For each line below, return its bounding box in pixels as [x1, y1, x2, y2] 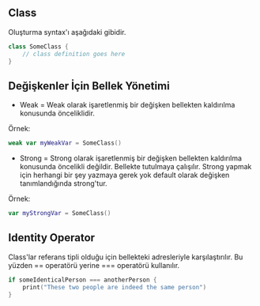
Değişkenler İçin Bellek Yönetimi [8, 79, 170, 93]
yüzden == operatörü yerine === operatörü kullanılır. [8, 260, 180, 270]
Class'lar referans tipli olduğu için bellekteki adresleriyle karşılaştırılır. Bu [8, 252, 243, 262]
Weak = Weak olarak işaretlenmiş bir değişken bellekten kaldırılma [19, 100, 236, 110]
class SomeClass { [8, 43, 69, 51]
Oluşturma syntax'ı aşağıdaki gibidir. [8, 27, 126, 36]
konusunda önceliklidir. [19, 108, 95, 118]
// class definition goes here [22, 50, 126, 58]
